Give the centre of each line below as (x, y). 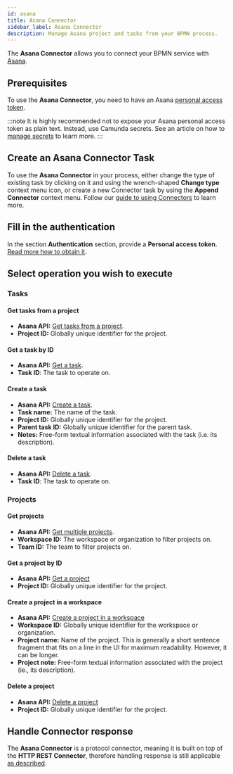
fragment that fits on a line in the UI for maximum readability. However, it (122, 647)
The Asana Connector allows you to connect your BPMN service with (108, 53)
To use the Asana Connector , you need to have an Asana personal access (115, 100)
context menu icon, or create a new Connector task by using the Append (113, 190)
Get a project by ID (35, 563)
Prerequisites (37, 83)
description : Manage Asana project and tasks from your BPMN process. (113, 33)
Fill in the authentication (61, 227)
